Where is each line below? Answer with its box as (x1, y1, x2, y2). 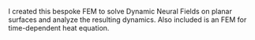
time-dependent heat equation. (8, 24, 110, 32)
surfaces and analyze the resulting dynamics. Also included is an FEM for (8, 15, 247, 24)
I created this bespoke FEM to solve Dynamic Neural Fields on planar (8, 7, 233, 16)
